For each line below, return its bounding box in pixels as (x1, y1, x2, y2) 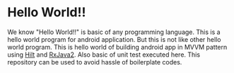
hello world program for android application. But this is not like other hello (7, 35, 221, 43)
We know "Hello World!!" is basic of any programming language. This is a (7, 28, 221, 36)
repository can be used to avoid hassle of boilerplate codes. (7, 57, 182, 66)
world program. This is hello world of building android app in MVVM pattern (7, 43, 228, 51)
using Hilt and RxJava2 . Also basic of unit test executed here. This (7, 50, 200, 59)
